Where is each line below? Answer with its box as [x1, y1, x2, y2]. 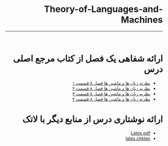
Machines [120, 14, 163, 25]
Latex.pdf [130, 130, 150, 136]
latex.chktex [125, 135, 150, 141]
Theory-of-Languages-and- [44, 3, 163, 15]
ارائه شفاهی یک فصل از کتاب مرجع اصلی [12, 53, 163, 64]
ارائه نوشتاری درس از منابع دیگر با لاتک [22, 113, 163, 125]
